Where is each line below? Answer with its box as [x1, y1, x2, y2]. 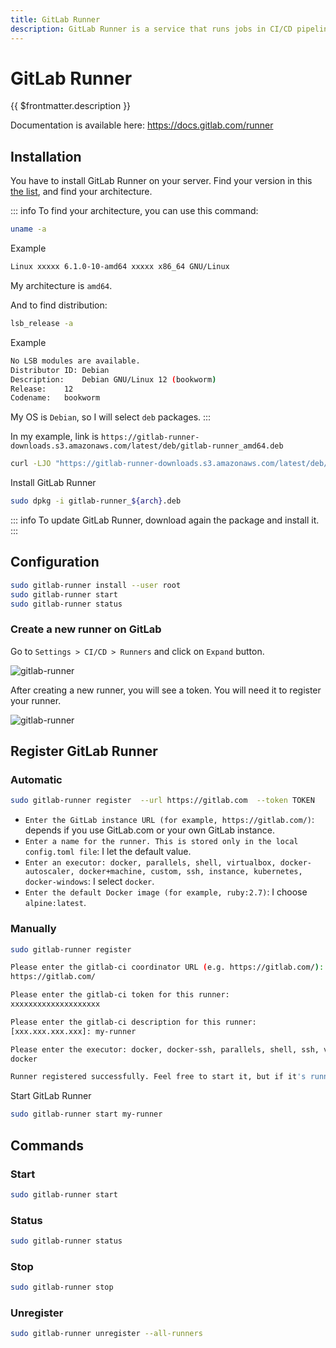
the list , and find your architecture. [10, 186, 153, 198]
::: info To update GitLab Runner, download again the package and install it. [10, 514, 320, 526]
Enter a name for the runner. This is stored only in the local [24, 837, 299, 847]
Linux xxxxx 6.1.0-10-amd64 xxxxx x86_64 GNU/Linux [10, 262, 230, 272]
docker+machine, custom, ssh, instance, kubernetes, [78, 867, 303, 877]
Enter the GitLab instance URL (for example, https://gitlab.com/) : [24, 814, 315, 826]
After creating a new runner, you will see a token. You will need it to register [10, 684, 322, 696]
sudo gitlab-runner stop [10, 1282, 114, 1293]
